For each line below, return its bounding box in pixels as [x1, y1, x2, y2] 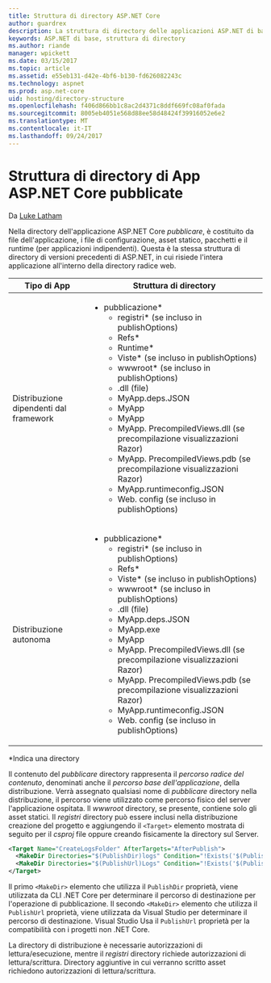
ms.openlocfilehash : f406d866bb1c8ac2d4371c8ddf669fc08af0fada [8, 102, 226, 110]
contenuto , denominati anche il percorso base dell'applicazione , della [8, 777, 240, 788]
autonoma [12, 633, 51, 645]
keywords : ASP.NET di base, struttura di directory [8, 34, 186, 43]
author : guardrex [8, 19, 67, 27]
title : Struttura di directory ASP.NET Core [8, 11, 161, 20]
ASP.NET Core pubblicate [8, 183, 184, 202]
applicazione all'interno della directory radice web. [8, 260, 177, 271]
